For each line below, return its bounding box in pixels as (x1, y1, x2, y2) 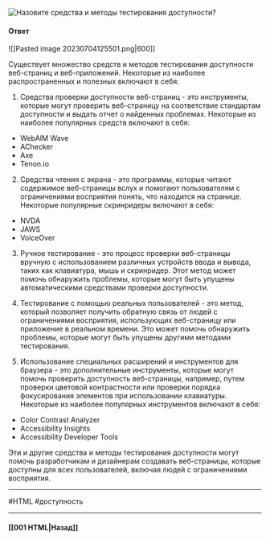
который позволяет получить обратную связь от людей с (19, 307, 219, 317)
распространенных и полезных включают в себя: (8, 76, 179, 86)
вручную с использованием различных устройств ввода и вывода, (19, 258, 252, 267)
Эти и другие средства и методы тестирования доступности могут (8, 447, 239, 458)
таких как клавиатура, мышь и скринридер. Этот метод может (19, 266, 236, 275)
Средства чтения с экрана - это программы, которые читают (19, 175, 231, 184)
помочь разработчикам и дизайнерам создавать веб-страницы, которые (8, 456, 261, 466)
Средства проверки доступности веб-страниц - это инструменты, (19, 93, 249, 102)
